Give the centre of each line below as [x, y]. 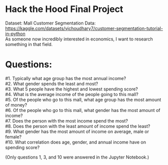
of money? [16, 105]
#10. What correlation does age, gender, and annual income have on [76, 142]
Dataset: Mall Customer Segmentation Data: [51, 23]
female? [13, 136]
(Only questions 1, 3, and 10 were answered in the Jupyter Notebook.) [77, 157]
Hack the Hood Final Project [64, 9]
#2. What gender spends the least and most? [52, 83]
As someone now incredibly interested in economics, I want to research [79, 39]
